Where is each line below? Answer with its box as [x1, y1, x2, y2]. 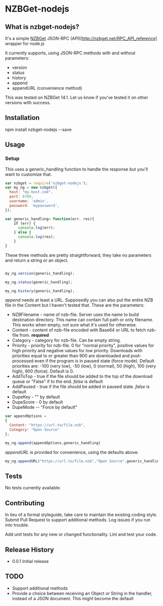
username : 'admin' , [9, 199, 49, 203]
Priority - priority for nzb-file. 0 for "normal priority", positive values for [12, 342, 154, 348]
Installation [5, 114, 40, 122]
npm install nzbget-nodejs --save [5, 126, 72, 132]
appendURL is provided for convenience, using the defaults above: [5, 449, 139, 455]
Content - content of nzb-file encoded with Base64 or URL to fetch [12, 327, 147, 333]
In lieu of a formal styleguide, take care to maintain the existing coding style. [5, 512, 158, 518]
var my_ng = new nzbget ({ [5, 185, 57, 190]
